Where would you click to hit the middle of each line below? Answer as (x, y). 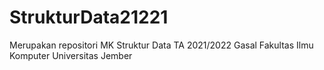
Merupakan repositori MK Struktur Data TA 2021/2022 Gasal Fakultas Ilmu (161, 45)
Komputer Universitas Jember (71, 55)
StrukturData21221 (89, 17)
